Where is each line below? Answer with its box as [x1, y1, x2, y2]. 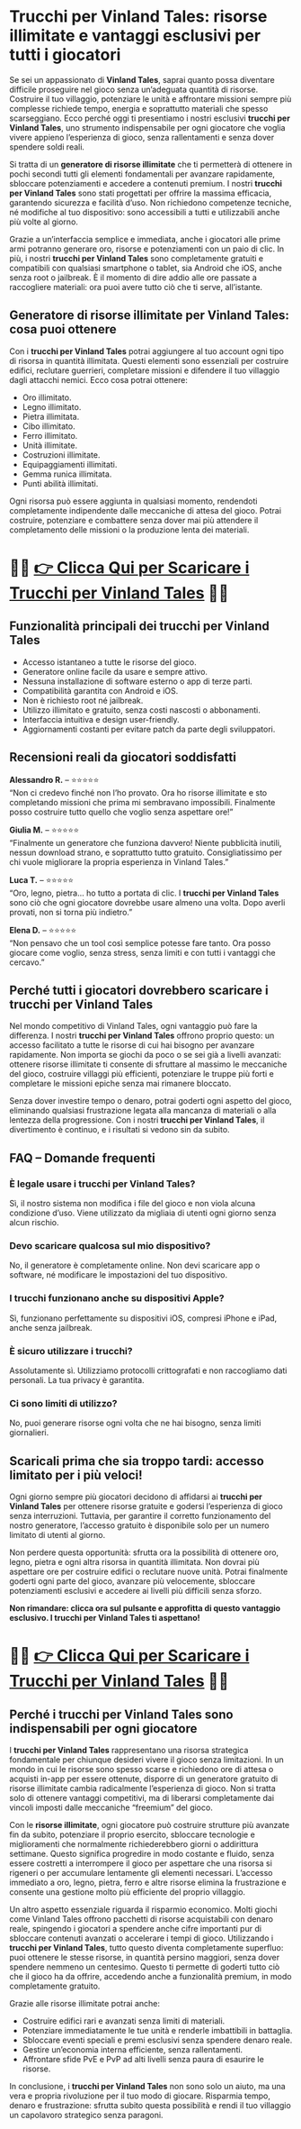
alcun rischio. [9, 1217, 60, 1228]
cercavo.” [9, 957, 45, 968]
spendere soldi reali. [9, 141, 85, 152]
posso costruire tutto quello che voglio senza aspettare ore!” [9, 806, 234, 817]
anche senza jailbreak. [9, 1322, 93, 1333]
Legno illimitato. [22, 401, 82, 412]
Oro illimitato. [22, 392, 72, 403]
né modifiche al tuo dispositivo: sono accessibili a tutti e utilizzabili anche [9, 206, 280, 217]
